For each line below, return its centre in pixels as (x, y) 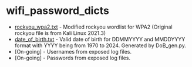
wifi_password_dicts (58, 11)
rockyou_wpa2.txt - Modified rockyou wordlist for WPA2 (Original (93, 27)
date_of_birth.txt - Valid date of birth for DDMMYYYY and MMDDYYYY (100, 39)
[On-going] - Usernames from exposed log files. (73, 51)
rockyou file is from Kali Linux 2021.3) (60, 33)
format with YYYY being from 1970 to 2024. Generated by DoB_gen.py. (100, 45)
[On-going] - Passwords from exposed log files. (73, 58)
